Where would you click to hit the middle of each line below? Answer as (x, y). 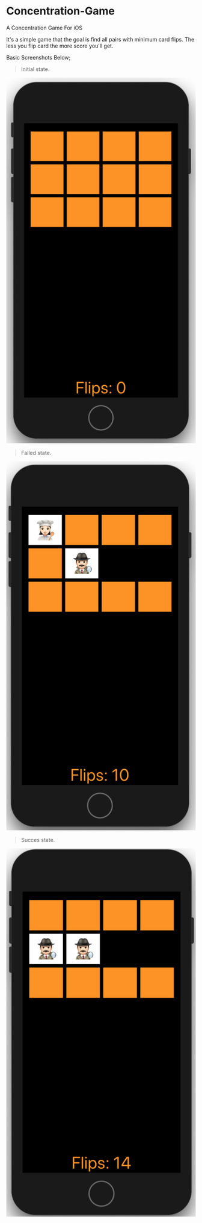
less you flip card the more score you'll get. (60, 46)
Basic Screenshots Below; (38, 57)
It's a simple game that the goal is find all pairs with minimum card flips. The (100, 39)
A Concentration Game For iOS (44, 28)
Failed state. (36, 453)
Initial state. (35, 69)
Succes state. (38, 840)
